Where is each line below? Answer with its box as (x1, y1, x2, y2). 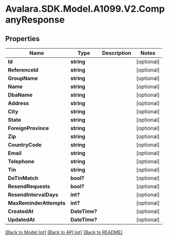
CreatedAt (8, 208, 34, 215)
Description (102, 50, 132, 56)
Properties (5, 34, 40, 43)
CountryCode (8, 141, 42, 148)
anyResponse (5, 14, 65, 26)
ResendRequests (8, 183, 50, 190)
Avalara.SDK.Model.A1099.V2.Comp (5, 3, 165, 15)
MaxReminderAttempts (8, 200, 66, 206)
